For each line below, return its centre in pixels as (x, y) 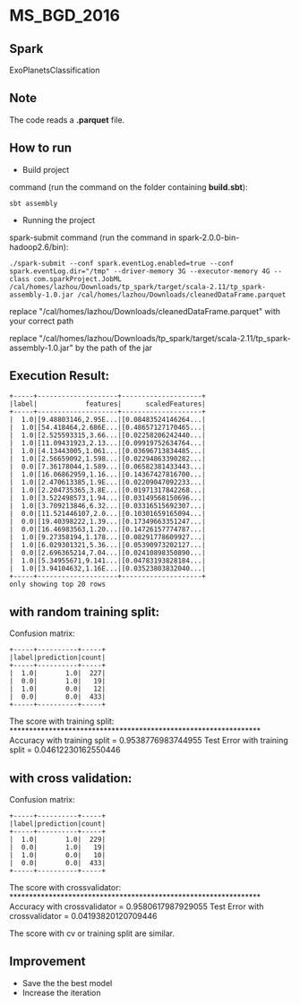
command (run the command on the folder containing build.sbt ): (129, 187)
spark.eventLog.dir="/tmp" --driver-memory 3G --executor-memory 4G (140, 271)
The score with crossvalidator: (65, 888)
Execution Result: (60, 376)
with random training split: (85, 611)
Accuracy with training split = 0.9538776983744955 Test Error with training (149, 741)
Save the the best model (67, 983)
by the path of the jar (114, 348)
